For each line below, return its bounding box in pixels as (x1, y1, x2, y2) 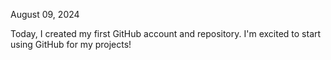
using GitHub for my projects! (10, 39, 132, 50)
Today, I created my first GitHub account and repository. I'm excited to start (10, 28, 322, 39)
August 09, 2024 (10, 9, 80, 20)
